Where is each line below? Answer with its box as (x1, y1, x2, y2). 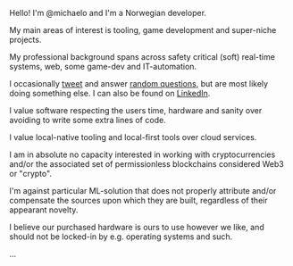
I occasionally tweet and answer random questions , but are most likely (9, 79, 269, 88)
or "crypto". (9, 169, 52, 179)
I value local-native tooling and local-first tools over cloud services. (9, 132, 257, 142)
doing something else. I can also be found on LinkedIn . (9, 88, 211, 98)
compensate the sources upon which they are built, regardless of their (9, 195, 268, 205)
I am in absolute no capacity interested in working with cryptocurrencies (9, 149, 276, 160)
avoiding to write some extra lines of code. (9, 115, 167, 125)
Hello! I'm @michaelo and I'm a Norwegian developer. (9, 8, 207, 18)
